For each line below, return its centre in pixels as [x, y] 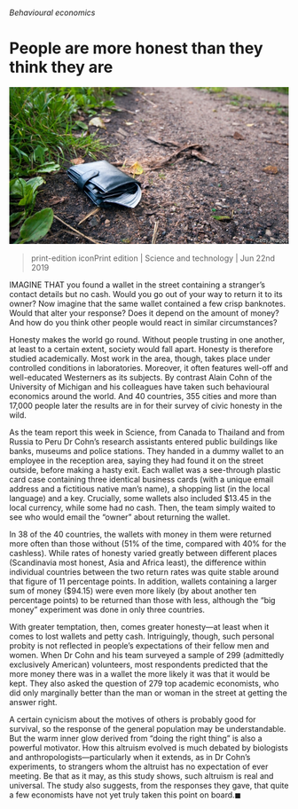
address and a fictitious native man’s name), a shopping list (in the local [140, 489]
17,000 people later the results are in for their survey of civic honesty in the [146, 406]
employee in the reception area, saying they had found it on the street [137, 460]
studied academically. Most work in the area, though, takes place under [140, 358]
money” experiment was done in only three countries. [107, 610]
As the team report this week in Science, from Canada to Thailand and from [147, 432]
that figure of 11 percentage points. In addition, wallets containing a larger [143, 582]
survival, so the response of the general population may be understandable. [148, 729]
